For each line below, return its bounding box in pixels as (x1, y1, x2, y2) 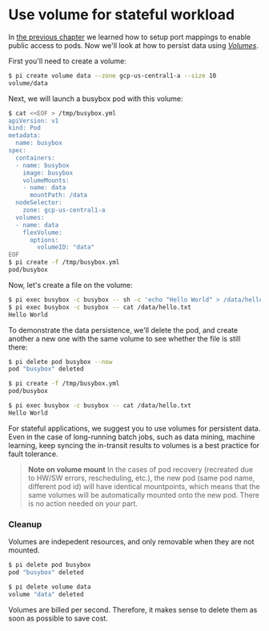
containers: (15, 154, 56, 162)
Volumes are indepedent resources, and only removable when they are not (8, 537, 255, 547)
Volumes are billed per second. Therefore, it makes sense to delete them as (8, 605, 258, 614)
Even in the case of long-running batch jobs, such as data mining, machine (8, 431, 255, 442)
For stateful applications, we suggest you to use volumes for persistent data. (8, 423, 261, 433)
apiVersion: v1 (8, 116, 59, 125)
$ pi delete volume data (8, 583, 91, 591)
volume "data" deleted (8, 590, 84, 598)
